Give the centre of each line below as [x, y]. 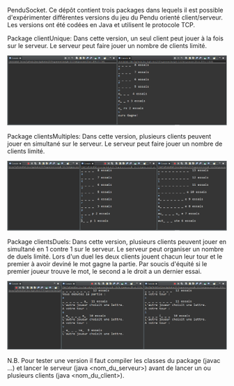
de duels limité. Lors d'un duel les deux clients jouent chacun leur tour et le [115, 256]
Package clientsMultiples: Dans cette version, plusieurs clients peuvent [109, 137]
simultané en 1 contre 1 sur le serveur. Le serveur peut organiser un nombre [116, 249]
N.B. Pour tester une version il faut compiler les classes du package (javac [114, 361]
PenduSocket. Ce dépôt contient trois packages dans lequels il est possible [116, 10]
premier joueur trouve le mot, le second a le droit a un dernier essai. [104, 272]
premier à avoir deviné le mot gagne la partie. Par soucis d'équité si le [107, 264]
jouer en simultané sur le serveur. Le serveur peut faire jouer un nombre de [115, 144]
